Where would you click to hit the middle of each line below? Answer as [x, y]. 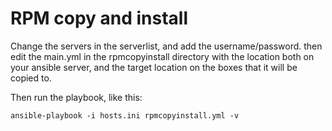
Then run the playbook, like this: [76, 97]
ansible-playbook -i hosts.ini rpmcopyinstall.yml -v [125, 115]
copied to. [31, 78]
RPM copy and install [99, 18]
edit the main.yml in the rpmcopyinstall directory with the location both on [162, 56]
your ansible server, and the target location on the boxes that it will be [154, 67]
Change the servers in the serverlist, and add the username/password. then [166, 46]
